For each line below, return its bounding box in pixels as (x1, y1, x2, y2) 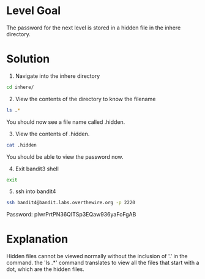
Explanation (6, 232, 69, 246)
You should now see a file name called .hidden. (6, 118, 125, 126)
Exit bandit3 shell (15, 165, 59, 172)
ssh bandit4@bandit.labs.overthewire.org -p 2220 (6, 200, 136, 206)
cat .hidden (6, 142, 37, 148)
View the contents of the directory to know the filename (15, 95, 156, 102)
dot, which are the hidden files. (6, 266, 84, 273)
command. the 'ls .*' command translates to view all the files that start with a (6, 259, 199, 267)
